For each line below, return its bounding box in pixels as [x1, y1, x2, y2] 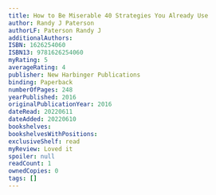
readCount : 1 [8, 160, 52, 168]
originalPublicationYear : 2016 [8, 100, 112, 108]
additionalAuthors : [8, 33, 73, 42]
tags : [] [8, 174, 37, 183]
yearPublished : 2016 [8, 93, 77, 101]
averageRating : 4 [8, 64, 66, 72]
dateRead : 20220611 [8, 108, 73, 116]
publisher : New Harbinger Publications [8, 71, 141, 79]
